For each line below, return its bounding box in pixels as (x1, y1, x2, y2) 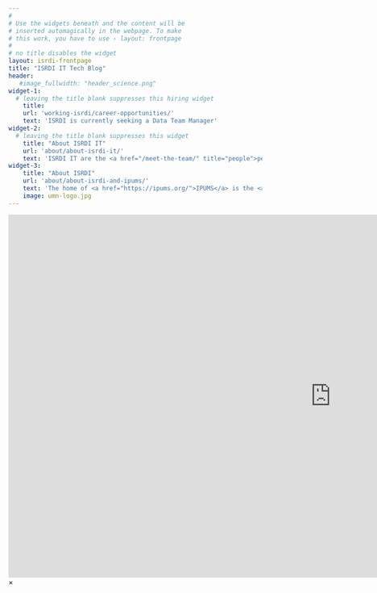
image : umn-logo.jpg (23, 191, 92, 200)
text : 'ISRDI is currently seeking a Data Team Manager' (23, 117, 218, 125)
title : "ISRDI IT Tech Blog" (8, 65, 106, 73)
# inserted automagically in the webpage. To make (8, 27, 182, 35)
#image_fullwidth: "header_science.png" (19, 79, 157, 87)
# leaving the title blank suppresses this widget (15, 132, 189, 140)
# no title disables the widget (8, 49, 117, 57)
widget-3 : (8, 162, 42, 170)
